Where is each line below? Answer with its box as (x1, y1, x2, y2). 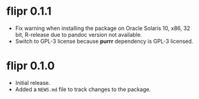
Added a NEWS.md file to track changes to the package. (15, 86, 151, 93)
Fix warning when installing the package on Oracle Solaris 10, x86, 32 (15, 24, 190, 32)
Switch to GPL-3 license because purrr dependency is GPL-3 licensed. (15, 37, 194, 45)
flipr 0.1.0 (6, 59, 55, 73)
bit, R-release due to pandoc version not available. (15, 31, 142, 38)
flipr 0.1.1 (6, 4, 52, 18)
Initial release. (15, 79, 51, 86)
